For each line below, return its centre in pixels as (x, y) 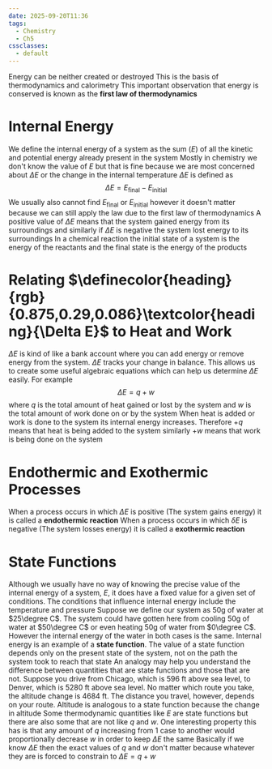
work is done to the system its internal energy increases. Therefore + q (125, 422)
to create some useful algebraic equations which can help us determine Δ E (134, 371)
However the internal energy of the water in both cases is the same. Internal (135, 636)
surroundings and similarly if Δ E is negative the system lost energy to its (129, 230)
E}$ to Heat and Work (158, 331)
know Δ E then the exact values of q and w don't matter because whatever (132, 748)
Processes (45, 489)
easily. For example (40, 380)
